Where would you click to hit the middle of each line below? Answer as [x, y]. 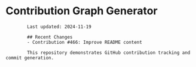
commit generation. [30, 58]
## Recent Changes [50, 37]
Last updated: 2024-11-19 [59, 27]
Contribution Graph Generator [82, 11]
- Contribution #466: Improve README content [85, 42]
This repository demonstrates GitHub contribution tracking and [109, 52]
